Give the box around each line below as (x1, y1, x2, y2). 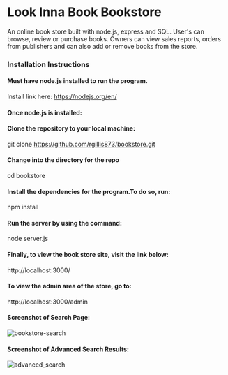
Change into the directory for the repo (7, 156, 120, 164)
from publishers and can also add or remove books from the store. (7, 42, 198, 50)
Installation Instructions (7, 59, 90, 69)
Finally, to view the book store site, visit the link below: (7, 251, 169, 259)
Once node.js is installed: (7, 108, 82, 117)
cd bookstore (7, 172, 45, 180)
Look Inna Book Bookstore (7, 4, 162, 20)
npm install (7, 203, 39, 212)
